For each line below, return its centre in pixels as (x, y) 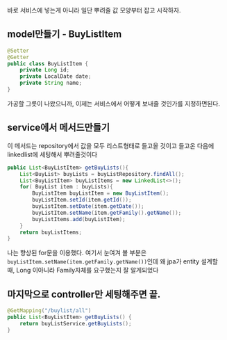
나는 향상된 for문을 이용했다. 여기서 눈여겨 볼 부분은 (77, 253)
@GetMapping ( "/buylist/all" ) (49, 311)
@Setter (18, 51)
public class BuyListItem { (48, 64)
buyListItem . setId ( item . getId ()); (82, 200)
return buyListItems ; (51, 232)
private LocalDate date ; (56, 76)
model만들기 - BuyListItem (65, 34)
